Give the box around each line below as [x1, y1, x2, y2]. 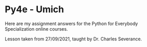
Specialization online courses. [5, 26, 68, 32]
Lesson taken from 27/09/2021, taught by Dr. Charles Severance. [5, 36, 142, 42]
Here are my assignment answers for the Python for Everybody [5, 20, 138, 27]
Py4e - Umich [5, 4, 65, 15]
